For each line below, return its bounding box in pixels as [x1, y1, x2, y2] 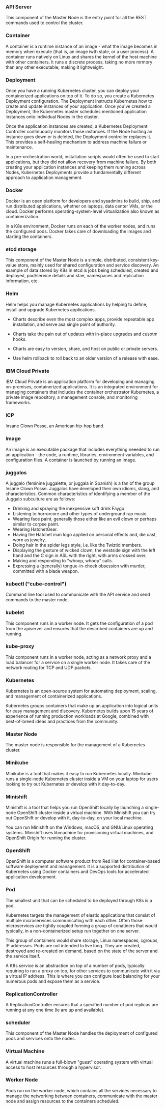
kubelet [5, 609, 24, 616]
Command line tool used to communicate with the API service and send [5, 591, 150, 598]
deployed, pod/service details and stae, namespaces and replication [5, 273, 144, 279]
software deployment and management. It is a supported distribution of [5, 864, 150, 870]
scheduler [5, 1019, 31, 1026]
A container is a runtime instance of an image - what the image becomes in [5, 43, 158, 49]
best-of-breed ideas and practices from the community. [5, 719, 118, 725]
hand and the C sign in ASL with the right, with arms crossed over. [12, 552, 147, 558]
